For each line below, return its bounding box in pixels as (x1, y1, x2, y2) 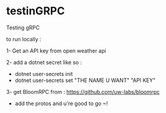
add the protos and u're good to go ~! (14, 100, 108, 107)
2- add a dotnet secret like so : (6, 59, 82, 66)
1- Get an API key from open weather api (6, 47, 107, 54)
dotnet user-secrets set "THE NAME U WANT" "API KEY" (14, 77, 156, 84)
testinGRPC (6, 4, 65, 18)
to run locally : (6, 35, 42, 42)
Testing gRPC (6, 24, 40, 31)
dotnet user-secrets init (14, 70, 73, 77)
